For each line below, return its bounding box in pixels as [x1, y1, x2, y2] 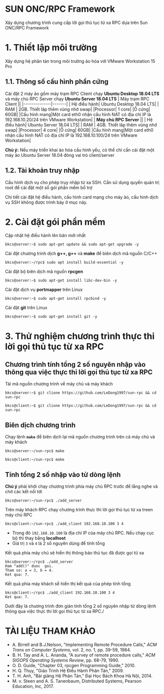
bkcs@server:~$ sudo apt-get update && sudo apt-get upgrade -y [5, 242, 139, 247]
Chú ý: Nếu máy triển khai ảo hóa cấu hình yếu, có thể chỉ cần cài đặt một [5, 147, 155, 153]
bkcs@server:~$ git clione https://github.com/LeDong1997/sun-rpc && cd [5, 390, 157, 395]
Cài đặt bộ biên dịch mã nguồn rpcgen [5, 268, 83, 275]
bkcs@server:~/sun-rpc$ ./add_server [5, 498, 82, 503]
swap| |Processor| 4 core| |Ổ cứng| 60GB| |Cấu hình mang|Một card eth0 [5, 127, 154, 133]
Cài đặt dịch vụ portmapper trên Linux [5, 287, 83, 292]
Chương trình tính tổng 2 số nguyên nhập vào [5, 360, 146, 369]
